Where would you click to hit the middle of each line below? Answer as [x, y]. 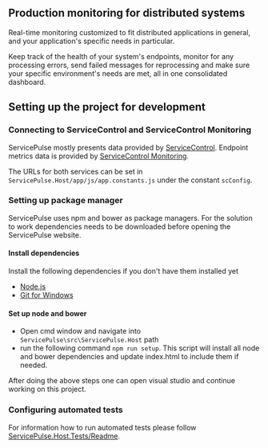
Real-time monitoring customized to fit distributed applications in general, [129, 32]
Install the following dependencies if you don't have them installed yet [123, 271]
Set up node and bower [48, 313]
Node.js [33, 286]
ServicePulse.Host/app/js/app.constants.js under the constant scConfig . [130, 180]
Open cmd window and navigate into [80, 331]
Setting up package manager [66, 201]
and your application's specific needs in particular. [92, 41]
